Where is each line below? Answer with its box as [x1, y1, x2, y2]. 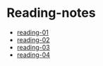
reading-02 [16, 35, 50, 44]
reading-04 [16, 51, 51, 59]
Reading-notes [6, 5, 96, 21]
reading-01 [16, 28, 49, 37]
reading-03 [16, 43, 50, 51]
